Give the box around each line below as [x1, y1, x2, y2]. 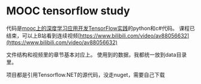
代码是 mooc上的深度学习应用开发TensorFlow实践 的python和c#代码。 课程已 [6, 24, 195, 32]
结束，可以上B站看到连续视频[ [6, 32, 80, 39]
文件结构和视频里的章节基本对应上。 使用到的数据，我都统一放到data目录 [6, 51, 187, 58]
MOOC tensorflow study [6, 4, 130, 18]
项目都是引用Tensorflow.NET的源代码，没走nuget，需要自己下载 [6, 71, 165, 78]
